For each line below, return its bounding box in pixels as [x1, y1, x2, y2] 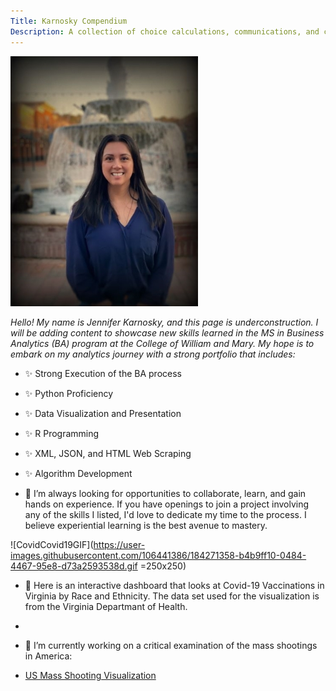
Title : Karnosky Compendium [10, 16, 128, 26]
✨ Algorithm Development [24, 467, 133, 479]
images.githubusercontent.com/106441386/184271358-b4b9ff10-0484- [10, 549, 307, 561]
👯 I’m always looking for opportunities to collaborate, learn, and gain [24, 487, 307, 499]
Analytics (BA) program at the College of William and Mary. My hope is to [10, 337, 315, 349]
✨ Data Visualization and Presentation [24, 407, 182, 419]
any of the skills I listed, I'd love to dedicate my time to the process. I [24, 508, 307, 520]
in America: [24, 650, 73, 662]
